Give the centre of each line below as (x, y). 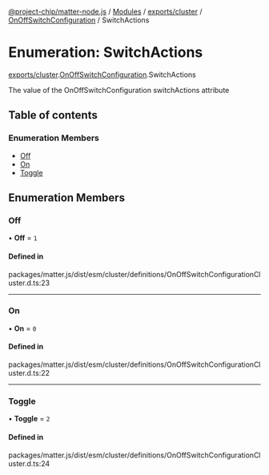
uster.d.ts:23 (29, 283)
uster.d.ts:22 (29, 373)
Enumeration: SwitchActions (106, 52)
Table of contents (53, 115)
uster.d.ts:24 (29, 463)
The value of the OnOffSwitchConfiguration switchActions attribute (119, 90)
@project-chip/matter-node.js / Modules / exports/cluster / (105, 12)
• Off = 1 (23, 238)
